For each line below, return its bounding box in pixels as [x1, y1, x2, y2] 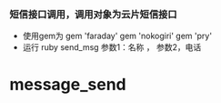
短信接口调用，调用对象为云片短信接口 [9, 7, 177, 20]
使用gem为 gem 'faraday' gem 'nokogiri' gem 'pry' [22, 30, 212, 42]
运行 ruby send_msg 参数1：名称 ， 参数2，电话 [22, 42, 202, 53]
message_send [9, 75, 126, 95]
